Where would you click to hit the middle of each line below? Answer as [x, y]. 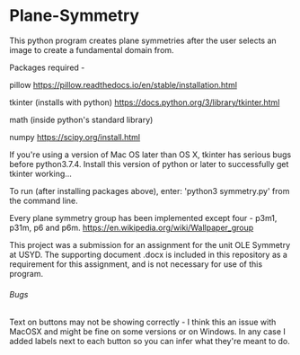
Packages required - [47, 67]
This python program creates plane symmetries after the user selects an [143, 40]
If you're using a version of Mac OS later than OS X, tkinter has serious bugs [150, 155]
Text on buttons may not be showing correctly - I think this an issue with [143, 322]
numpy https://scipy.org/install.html [75, 137]
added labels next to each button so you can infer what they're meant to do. [150, 342]
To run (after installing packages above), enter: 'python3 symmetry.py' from [150, 191]
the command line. [44, 200]
